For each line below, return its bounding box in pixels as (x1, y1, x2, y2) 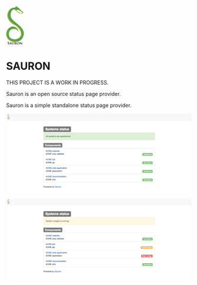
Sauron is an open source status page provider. (6, 90, 121, 97)
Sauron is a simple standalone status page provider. (6, 102, 132, 109)
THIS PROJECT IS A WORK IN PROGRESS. (6, 79, 109, 86)
